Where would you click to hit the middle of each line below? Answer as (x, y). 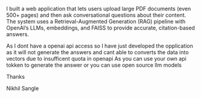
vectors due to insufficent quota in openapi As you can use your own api (97, 59)
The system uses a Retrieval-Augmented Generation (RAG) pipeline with (96, 21)
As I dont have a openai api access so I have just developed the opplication (100, 46)
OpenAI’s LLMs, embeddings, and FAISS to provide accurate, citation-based (101, 28)
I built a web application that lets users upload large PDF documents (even (99, 9)
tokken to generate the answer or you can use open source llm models (94, 65)
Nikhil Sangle (23, 88)
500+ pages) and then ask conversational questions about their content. (96, 15)
